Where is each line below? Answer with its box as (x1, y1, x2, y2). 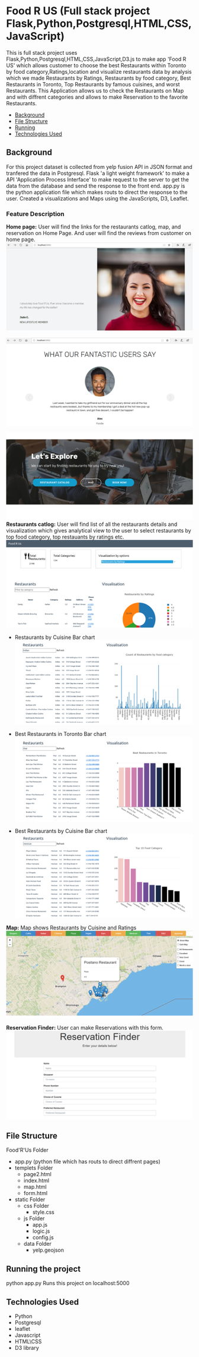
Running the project (6, 1264, 81, 1274)
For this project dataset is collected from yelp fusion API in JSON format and (6, 163, 192, 170)
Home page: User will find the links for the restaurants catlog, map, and (6, 223, 181, 230)
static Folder (14, 1196, 46, 1203)
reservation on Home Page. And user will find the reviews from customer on (6, 230, 191, 237)
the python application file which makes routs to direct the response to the (6, 189, 188, 196)
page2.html (23, 1171, 52, 1178)
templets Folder (14, 1164, 53, 1171)
